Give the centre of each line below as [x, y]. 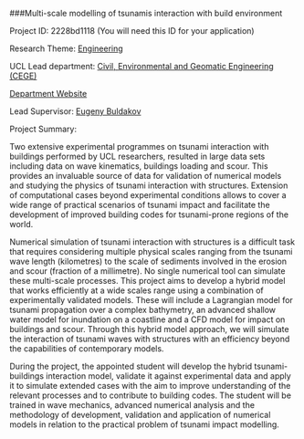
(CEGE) [23, 76]
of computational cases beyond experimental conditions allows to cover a [148, 195]
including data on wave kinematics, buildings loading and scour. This [139, 166]
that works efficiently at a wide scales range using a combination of [136, 290]
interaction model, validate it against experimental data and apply [168, 376]
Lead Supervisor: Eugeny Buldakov [75, 111]
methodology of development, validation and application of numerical [140, 415]
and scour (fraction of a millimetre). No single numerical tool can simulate [147, 271]
